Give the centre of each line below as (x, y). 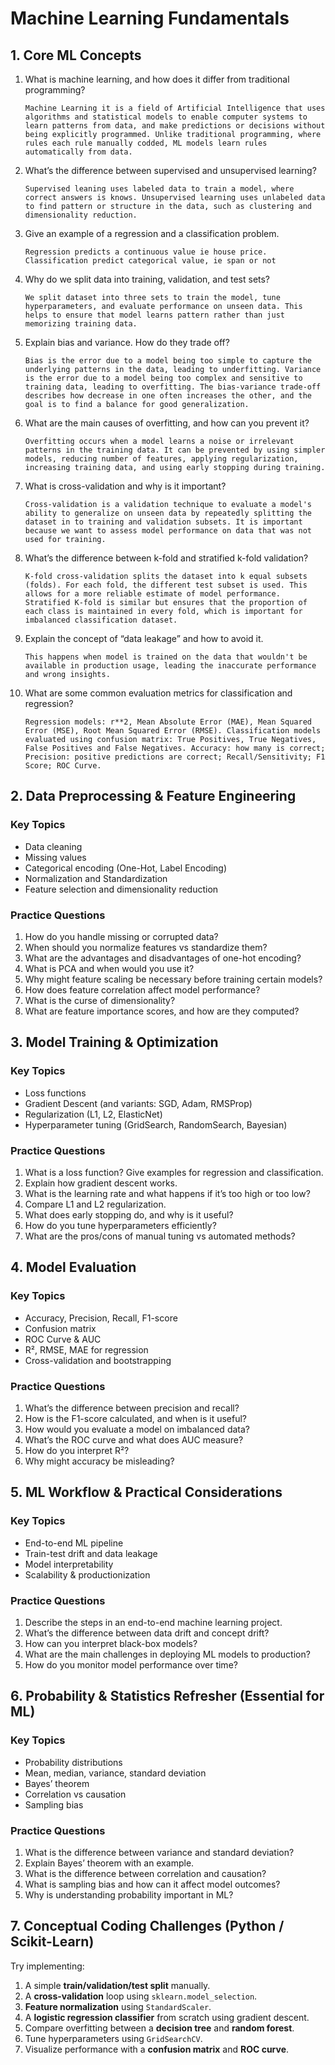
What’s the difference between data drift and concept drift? (147, 1633)
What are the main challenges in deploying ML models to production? (167, 1654)
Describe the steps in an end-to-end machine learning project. (153, 1622)
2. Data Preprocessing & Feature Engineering (153, 796)
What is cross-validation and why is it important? (125, 486)
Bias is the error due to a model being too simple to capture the (168, 361)
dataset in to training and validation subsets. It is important (163, 522)
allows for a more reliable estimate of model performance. (152, 594)
